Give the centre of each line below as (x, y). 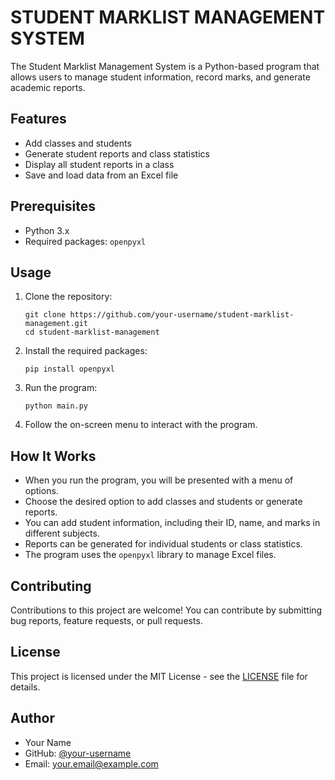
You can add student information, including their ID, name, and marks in (172, 523)
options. (41, 491)
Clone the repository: (68, 297)
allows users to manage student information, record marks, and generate (160, 77)
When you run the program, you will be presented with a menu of (159, 480)
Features (38, 119)
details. (25, 687)
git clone (45, 315)
